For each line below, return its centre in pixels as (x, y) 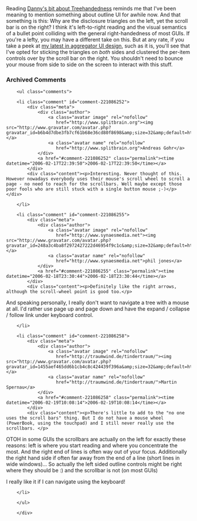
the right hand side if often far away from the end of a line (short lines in (93, 458)
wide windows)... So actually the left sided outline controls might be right (94, 464)
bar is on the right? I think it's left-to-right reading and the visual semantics (96, 27)
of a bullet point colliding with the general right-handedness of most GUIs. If (98, 33)
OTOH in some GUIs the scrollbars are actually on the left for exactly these (96, 440)
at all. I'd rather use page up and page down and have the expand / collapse (98, 309)
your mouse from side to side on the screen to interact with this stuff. (89, 64)
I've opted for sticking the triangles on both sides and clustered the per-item (98, 52)
